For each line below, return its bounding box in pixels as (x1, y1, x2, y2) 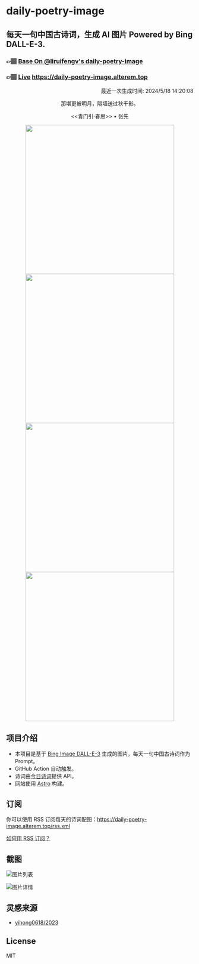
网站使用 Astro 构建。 (14, 780, 68, 787)
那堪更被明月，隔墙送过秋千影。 (61, 100, 139, 107)
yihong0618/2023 (14, 919, 59, 926)
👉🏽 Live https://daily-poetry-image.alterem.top (6, 73, 148, 81)
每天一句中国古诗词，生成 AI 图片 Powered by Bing (6, 29, 193, 39)
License (6, 936, 36, 946)
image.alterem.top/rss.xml (6, 823, 70, 830)
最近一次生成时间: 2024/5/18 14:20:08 (100, 87, 194, 94)
